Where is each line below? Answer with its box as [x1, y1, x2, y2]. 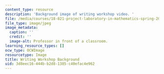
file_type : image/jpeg [5, 20, 51, 26]
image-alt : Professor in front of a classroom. [9, 39, 108, 44]
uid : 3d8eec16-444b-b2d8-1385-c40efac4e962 [5, 61, 95, 66]
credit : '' [9, 35, 32, 39]
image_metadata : [5, 25, 38, 30]
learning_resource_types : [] [5, 43, 64, 48]
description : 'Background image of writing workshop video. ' [5, 12, 134, 17]
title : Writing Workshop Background [5, 57, 80, 62]
